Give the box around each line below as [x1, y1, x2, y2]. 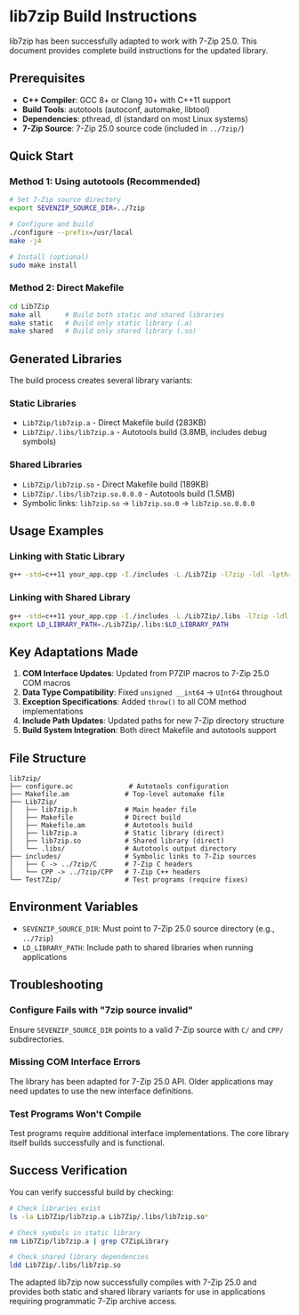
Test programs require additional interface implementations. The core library [9, 1128, 289, 1139]
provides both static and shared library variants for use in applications [9, 1287, 266, 1297]
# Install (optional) [9, 252, 90, 262]
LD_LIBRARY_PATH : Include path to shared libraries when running [21, 941, 254, 953]
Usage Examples [9, 523, 104, 539]
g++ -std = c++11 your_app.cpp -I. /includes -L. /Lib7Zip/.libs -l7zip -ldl [9, 611, 289, 620]
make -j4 [9, 236, 42, 246]
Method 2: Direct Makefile [9, 282, 125, 294]
